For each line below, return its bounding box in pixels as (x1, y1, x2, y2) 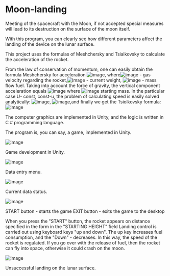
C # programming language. (5, 119, 65, 125)
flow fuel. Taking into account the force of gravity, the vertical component (5, 82, 160, 89)
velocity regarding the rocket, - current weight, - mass (5, 77, 157, 83)
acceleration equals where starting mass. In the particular (5, 88, 165, 94)
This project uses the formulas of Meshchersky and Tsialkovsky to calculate (5, 51, 165, 57)
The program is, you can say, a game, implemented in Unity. (5, 129, 132, 135)
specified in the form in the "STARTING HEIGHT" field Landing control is (5, 223, 157, 230)
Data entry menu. (5, 169, 42, 175)
